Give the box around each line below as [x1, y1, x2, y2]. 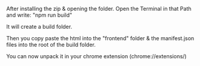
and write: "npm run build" [6, 11, 73, 19]
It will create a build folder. [6, 23, 73, 30]
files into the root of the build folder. [6, 41, 96, 48]
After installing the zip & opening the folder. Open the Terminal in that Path [6, 5, 192, 12]
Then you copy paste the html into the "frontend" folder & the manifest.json [6, 35, 195, 41]
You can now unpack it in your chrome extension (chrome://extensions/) [6, 53, 187, 59]
